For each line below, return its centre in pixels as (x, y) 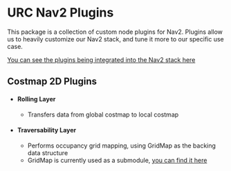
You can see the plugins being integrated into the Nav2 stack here (101, 59)
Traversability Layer (47, 130)
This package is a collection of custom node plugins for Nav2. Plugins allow (115, 32)
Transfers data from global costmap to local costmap (103, 114)
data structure (48, 152)
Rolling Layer (36, 99)
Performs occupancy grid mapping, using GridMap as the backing (122, 145)
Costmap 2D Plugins (52, 82)
